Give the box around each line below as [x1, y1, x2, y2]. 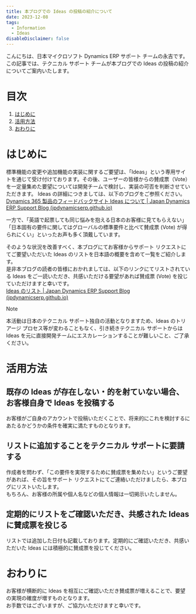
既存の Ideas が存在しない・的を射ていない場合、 [6, 387, 184, 397]
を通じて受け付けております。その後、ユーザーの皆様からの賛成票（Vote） [11, 175, 191, 182]
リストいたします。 [16, 483, 63, 490]
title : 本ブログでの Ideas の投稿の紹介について [6, 8, 113, 15]
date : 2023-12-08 [6, 14, 49, 20]
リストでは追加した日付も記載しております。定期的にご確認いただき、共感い [6, 537, 190, 544]
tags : [6, 19, 19, 25]
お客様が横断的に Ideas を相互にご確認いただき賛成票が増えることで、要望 [6, 587, 186, 595]
